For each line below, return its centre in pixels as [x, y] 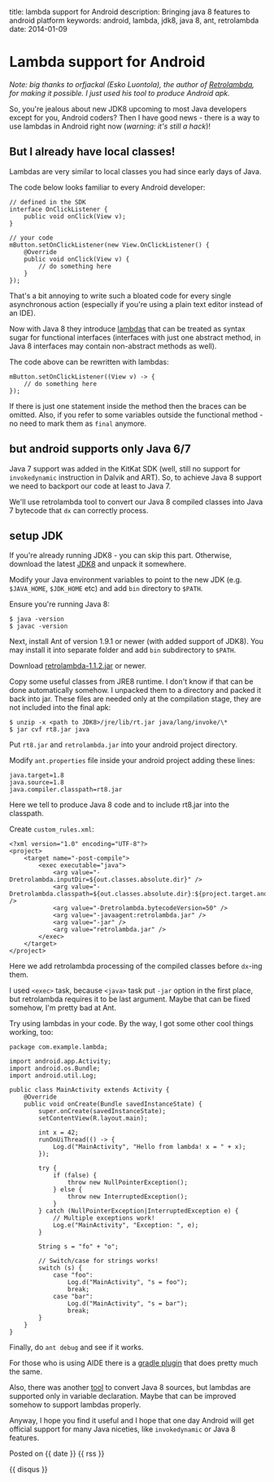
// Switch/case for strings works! [99, 1261]
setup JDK [36, 535]
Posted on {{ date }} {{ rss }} [57, 1453]
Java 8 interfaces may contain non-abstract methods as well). [113, 346]
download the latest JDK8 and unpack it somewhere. [98, 564]
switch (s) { [61, 1268]
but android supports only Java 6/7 [100, 449]
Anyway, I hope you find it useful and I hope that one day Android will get [132, 1421]
